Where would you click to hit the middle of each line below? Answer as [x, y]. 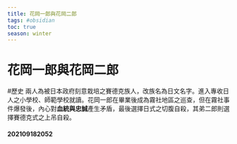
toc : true [22, 27]
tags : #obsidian [31, 20]
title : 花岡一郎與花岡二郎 [42, 14]
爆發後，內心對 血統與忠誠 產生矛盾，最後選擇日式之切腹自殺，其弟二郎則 [118, 109]
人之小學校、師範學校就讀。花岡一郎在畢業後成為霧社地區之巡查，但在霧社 [115, 100]
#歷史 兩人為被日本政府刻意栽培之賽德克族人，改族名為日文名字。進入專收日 [118, 91]
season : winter [30, 33]
